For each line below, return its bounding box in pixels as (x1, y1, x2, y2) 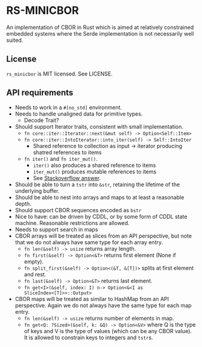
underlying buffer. (14, 187, 60, 194)
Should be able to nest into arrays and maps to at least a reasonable (14, 193, 185, 201)
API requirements (6, 88, 74, 98)
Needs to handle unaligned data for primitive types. (14, 110, 143, 117)
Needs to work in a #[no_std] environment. (14, 103, 122, 111)
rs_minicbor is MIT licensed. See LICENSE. (6, 70, 113, 77)
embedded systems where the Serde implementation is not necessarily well (6, 30, 194, 37)
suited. (6, 36, 24, 44)
